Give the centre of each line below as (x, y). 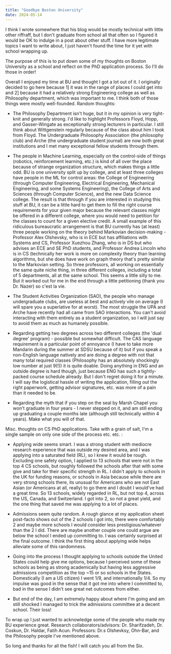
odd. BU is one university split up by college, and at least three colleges (88, 172)
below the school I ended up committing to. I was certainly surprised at (87, 535)
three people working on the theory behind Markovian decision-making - (89, 232)
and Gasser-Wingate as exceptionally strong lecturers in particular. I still (88, 124)
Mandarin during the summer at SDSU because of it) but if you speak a (87, 349)
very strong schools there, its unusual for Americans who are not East (86, 482)
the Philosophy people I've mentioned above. (53, 636)
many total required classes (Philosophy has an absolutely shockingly (86, 360)
